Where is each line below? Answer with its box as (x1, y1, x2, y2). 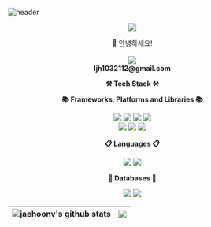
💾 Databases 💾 (108, 173, 157, 183)
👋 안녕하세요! (112, 39, 153, 47)
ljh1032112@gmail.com (94, 64, 171, 73)
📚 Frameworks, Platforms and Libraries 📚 (61, 95, 203, 104)
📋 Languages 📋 (105, 139, 160, 148)
